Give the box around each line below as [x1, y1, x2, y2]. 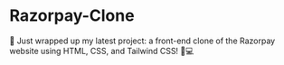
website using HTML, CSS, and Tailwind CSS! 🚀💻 [9, 45, 194, 56]
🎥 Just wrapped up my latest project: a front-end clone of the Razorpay [9, 35, 276, 46]
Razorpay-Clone [9, 5, 135, 26]
